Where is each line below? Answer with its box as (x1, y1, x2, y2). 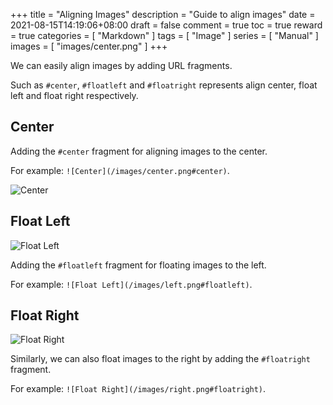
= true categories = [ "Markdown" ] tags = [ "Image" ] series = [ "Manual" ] (10, 30, 319, 41)
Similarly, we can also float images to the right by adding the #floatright (10, 353, 311, 365)
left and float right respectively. (10, 90, 139, 101)
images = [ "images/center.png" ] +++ (10, 40, 168, 52)
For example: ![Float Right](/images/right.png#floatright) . (10, 383, 267, 395)
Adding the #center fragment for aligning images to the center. (10, 145, 268, 157)
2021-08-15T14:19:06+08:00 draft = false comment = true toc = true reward (10, 19, 323, 31)
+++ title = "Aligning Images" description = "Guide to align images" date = (10, 9, 316, 20)
